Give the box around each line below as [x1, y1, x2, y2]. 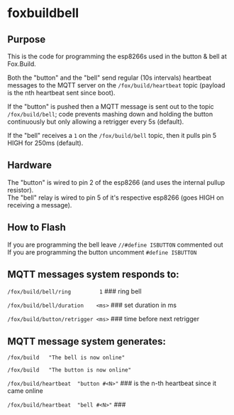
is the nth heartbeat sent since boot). [7, 89, 116, 97]
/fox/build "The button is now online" [7, 367, 132, 374]
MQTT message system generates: [7, 335, 167, 347]
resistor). [7, 185, 34, 194]
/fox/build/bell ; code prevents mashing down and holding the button [7, 110, 213, 118]
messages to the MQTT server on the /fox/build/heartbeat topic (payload [7, 81, 225, 90]
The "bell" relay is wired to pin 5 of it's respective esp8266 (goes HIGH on [7, 193, 225, 202]
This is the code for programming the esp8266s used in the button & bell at [7, 52, 227, 60]
